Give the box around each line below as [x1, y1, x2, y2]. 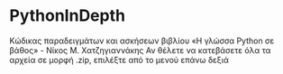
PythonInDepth [9, 5, 126, 26]
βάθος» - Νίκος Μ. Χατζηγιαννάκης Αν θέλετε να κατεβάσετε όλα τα [9, 44, 271, 55]
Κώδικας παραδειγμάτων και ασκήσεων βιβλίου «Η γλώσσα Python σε [9, 35, 275, 46]
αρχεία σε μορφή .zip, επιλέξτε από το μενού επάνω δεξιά [9, 54, 230, 65]
